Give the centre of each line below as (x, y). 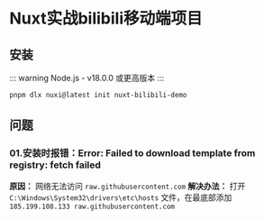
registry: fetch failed (55, 165)
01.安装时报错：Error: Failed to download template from (132, 153)
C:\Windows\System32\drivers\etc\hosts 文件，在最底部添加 (121, 197)
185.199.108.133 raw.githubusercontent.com (92, 206)
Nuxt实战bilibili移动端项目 (106, 18)
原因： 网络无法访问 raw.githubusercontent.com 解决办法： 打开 (127, 186)
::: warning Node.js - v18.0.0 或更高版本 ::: (87, 78)
